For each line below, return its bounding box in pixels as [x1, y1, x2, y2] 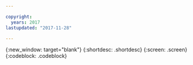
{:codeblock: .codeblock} [5, 53, 67, 60]
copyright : [5, 14, 32, 19]
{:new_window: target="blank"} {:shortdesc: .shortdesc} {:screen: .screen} [5, 46, 188, 53]
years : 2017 [11, 19, 41, 25]
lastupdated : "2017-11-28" [5, 25, 72, 31]
